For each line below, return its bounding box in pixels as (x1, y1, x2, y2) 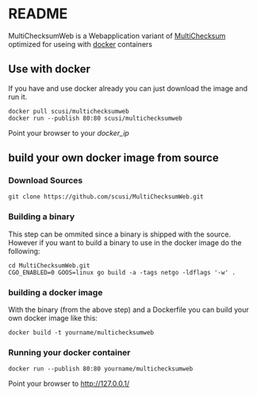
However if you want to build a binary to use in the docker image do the (8, 237, 242, 247)
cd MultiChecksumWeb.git (8, 261, 90, 270)
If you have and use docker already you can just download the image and (8, 83, 248, 93)
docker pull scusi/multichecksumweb (8, 107, 129, 115)
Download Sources (8, 175, 83, 186)
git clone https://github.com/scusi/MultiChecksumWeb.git (8, 193, 204, 201)
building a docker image (8, 286, 103, 298)
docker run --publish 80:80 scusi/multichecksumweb (8, 114, 182, 122)
